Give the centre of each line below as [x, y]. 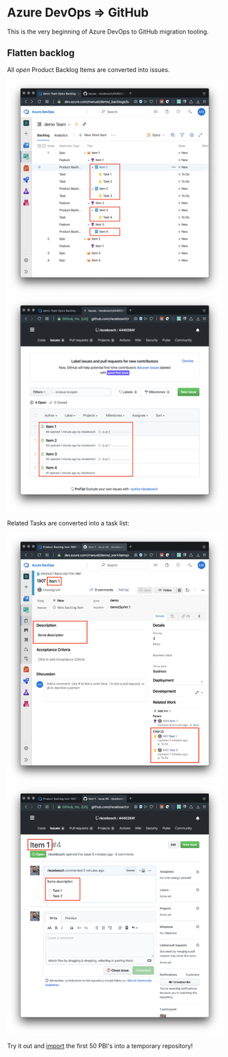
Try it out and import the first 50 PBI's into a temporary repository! [100, 1046]
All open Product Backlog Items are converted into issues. [88, 69]
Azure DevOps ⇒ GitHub [78, 13]
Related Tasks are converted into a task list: [68, 523]
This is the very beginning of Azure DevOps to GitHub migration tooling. [108, 32]
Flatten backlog [41, 53]
